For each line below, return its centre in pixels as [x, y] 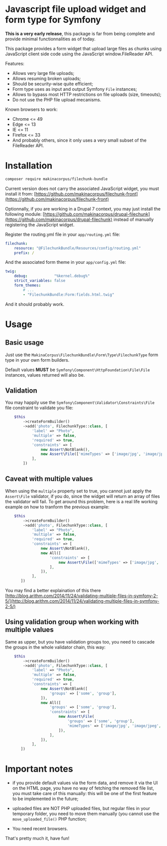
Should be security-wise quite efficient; [53, 84]
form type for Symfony [53, 20]
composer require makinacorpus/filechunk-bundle [56, 179]
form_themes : [28, 285]
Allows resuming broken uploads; [46, 78]
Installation [29, 166]
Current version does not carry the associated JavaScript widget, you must [82, 189]
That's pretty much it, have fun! [37, 839]
